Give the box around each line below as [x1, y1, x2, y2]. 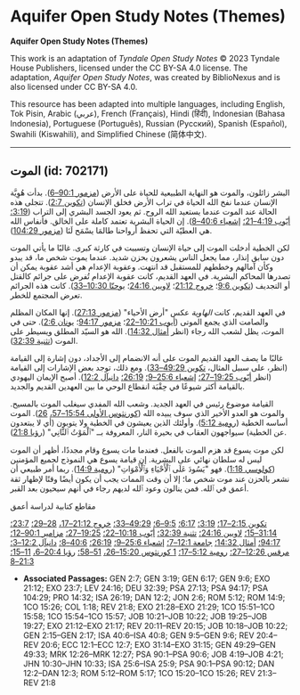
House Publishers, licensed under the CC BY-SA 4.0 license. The [10, 62, 248, 73]
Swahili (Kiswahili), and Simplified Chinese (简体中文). [10, 128, 207, 139]
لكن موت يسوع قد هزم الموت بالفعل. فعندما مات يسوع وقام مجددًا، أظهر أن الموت [10, 444, 284, 455]
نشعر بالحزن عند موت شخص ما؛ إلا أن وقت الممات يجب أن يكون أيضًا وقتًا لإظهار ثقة [10, 473, 290, 484]
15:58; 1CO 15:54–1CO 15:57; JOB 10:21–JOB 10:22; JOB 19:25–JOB [22, 610, 268, 621]
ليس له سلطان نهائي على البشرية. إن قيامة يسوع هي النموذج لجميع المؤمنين [10, 454, 263, 464]
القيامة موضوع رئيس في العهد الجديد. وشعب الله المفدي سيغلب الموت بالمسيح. [10, 398, 274, 409]
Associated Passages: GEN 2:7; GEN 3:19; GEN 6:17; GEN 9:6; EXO [22, 573, 271, 584]
